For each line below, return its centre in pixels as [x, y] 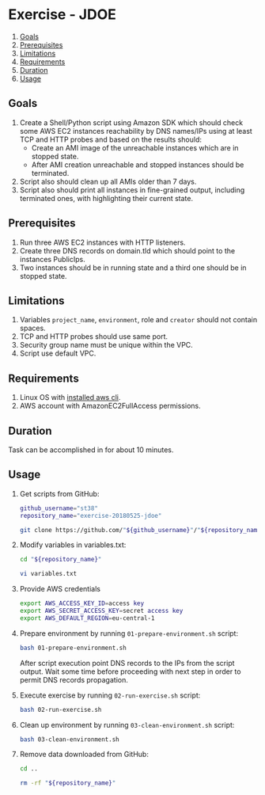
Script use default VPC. [58, 353]
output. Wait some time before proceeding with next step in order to [130, 671]
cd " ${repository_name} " [61, 560]
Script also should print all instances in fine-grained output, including [132, 190]
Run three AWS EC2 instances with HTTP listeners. [102, 242]
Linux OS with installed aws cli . [70, 397]
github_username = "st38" [59, 508]
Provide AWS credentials [60, 589]
